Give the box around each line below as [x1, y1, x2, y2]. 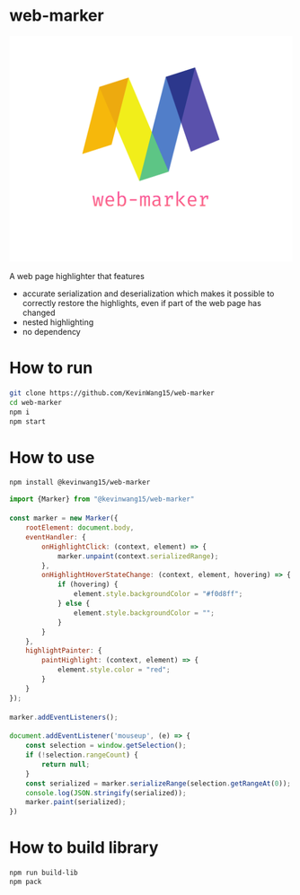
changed [22, 307, 56, 319]
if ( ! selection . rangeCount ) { [25, 750, 139, 759]
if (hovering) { [57, 580, 119, 589]
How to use [9, 447, 95, 468]
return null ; [41, 759, 91, 768]
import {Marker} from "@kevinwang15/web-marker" [9, 495, 195, 504]
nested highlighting [22, 317, 94, 328]
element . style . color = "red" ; [57, 665, 171, 674]
